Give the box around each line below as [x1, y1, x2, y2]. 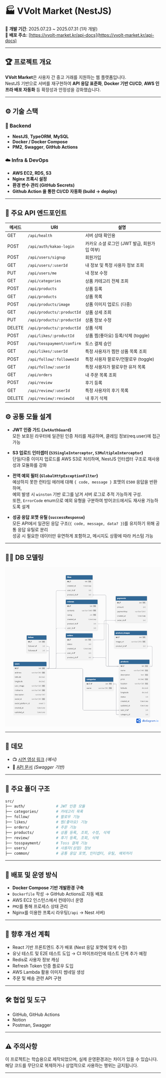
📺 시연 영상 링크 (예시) [12, 756, 57, 762]
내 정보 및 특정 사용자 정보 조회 [85, 262, 144, 268]
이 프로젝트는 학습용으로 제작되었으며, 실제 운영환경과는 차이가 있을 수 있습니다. [5, 1056, 158, 1062]
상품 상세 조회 [85, 309, 112, 315]
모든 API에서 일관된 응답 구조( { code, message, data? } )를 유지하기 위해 [12, 520, 155, 526]
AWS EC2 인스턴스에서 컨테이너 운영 [12, 897, 83, 903]
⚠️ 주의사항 [5, 1042, 38, 1051]
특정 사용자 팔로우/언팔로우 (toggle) [85, 356, 155, 362]
